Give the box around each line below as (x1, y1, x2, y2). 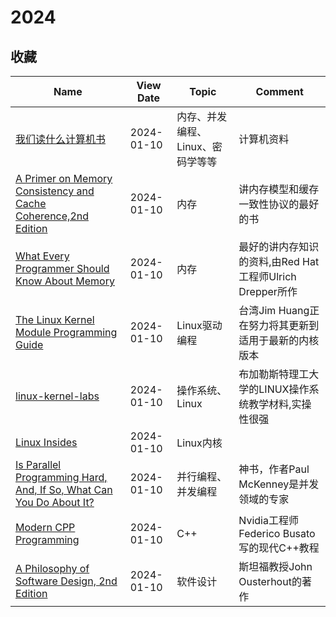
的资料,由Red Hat (238, 255, 320, 268)
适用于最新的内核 (238, 334, 320, 347)
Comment (255, 85, 304, 98)
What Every (15, 249, 70, 263)
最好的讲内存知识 (238, 240, 320, 253)
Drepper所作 (238, 285, 298, 298)
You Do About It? (15, 496, 95, 509)
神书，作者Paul (238, 462, 310, 476)
